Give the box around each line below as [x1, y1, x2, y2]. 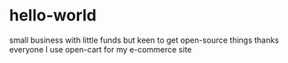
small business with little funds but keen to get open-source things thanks [9, 35, 279, 45]
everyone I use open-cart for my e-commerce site [9, 43, 192, 54]
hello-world [9, 5, 97, 26]
